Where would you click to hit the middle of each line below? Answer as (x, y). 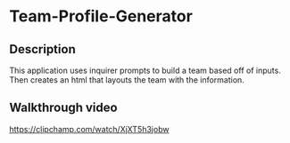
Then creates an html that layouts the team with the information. (127, 80)
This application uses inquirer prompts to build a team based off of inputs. (145, 70)
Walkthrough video (63, 108)
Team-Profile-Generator (101, 16)
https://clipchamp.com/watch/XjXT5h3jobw (89, 129)
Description (42, 49)
